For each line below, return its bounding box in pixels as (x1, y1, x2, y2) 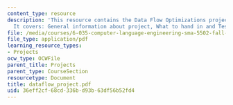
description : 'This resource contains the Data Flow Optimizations (7, 17, 207, 23)
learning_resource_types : (7, 42, 82, 49)
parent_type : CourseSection (7, 68, 89, 75)
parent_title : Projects (7, 61, 76, 68)
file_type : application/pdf (7, 36, 89, 43)
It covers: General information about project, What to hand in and (13, 23, 216, 30)
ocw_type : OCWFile (7, 55, 60, 62)
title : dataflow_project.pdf (7, 81, 92, 88)
